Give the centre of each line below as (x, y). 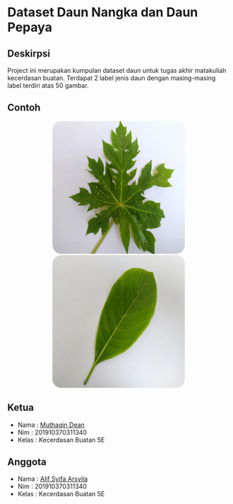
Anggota (27, 462)
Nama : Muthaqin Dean (51, 425)
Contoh (24, 108)
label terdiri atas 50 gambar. (48, 85)
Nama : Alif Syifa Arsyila (53, 479)
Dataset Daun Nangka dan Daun (103, 12)
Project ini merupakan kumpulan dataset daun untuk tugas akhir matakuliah (117, 70)
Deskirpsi (29, 53)
